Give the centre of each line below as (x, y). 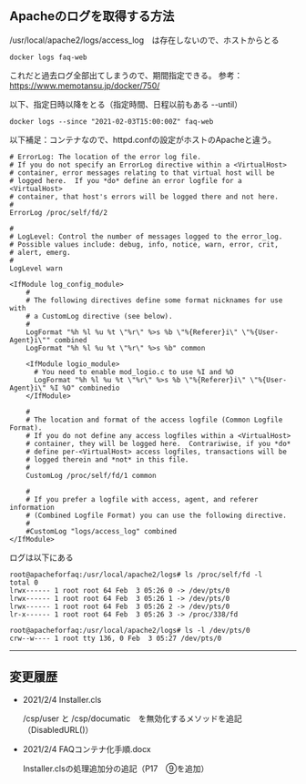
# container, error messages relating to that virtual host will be (142, 173)
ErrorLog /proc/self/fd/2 (58, 212)
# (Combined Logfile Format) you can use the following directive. (156, 515)
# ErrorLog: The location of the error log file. (106, 157)
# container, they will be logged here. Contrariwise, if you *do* (158, 443)
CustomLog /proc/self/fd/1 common (91, 475)
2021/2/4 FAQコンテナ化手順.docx (87, 748)
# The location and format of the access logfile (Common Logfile (154, 420)
